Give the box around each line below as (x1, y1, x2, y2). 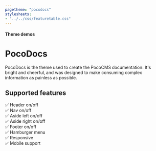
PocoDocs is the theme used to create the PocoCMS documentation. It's (5, 64, 151, 70)
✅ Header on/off (5, 102, 39, 108)
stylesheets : (5, 12, 32, 17)
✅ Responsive (5, 134, 33, 140)
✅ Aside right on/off (5, 118, 45, 124)
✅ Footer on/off (5, 124, 37, 130)
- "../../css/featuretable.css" (5, 16, 71, 21)
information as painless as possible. (5, 75, 77, 80)
